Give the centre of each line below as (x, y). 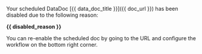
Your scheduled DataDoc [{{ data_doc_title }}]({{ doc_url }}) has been (92, 9)
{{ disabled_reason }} (34, 27)
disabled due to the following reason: (52, 15)
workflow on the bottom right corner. (52, 45)
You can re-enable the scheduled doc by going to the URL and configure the (101, 38)
